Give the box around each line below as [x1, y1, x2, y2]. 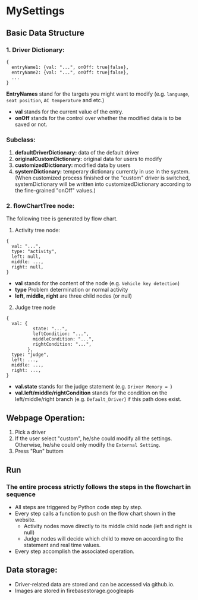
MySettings [6, 4, 65, 18]
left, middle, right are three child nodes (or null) [14, 292, 133, 299]
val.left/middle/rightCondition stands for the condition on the [14, 389, 168, 396]
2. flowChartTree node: [6, 202, 75, 210]
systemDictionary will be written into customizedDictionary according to [14, 181, 191, 188]
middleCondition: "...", [32, 336, 95, 342]
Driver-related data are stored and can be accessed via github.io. [14, 580, 175, 588]
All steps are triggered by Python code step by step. [14, 503, 143, 510]
